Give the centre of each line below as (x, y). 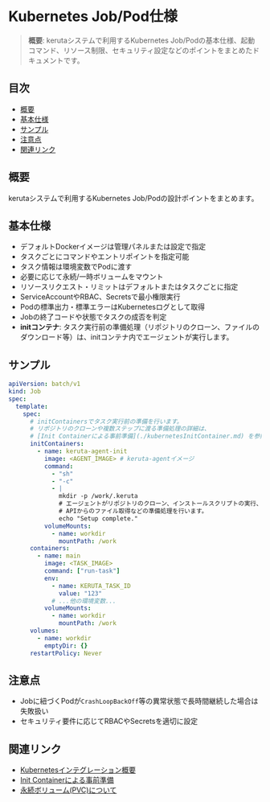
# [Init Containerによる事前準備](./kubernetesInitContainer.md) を (142, 436)
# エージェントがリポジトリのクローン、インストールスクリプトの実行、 (161, 504)
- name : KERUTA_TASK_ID (91, 586)
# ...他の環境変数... (84, 601)
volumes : (44, 631)
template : (32, 406)
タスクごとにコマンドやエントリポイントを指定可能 (104, 257)
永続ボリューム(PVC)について (68, 790)
